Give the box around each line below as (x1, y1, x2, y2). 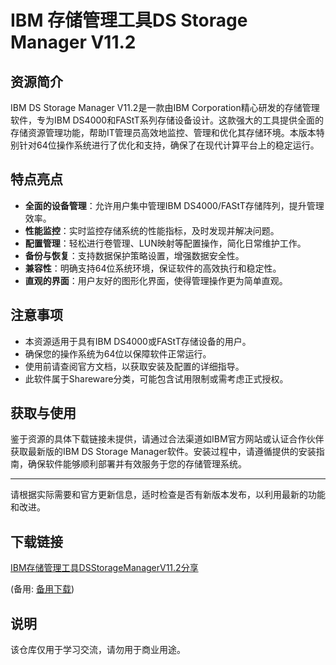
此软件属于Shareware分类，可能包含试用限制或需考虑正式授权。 (24, 372, 289, 385)
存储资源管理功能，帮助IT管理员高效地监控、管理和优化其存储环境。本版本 (10, 127, 317, 138)
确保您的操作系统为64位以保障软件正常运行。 (24, 347, 212, 360)
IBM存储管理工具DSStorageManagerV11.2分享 (10, 562, 199, 574)
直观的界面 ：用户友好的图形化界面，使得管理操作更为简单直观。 (24, 274, 288, 286)
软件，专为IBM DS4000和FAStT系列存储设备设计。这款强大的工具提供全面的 (10, 114, 324, 126)
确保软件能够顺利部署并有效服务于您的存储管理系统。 (27, 458, 247, 470)
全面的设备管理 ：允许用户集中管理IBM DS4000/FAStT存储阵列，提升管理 (24, 199, 325, 211)
